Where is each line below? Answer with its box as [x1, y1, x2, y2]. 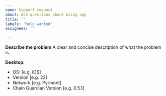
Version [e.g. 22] [12, 74, 48, 80]
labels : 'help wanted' [5, 21, 53, 27]
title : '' [5, 17, 26, 22]
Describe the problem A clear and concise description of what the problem [5, 44, 162, 50]
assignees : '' [5, 26, 35, 31]
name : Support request [5, 7, 53, 13]
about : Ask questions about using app [5, 12, 87, 17]
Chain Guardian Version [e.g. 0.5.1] [12, 85, 85, 91]
